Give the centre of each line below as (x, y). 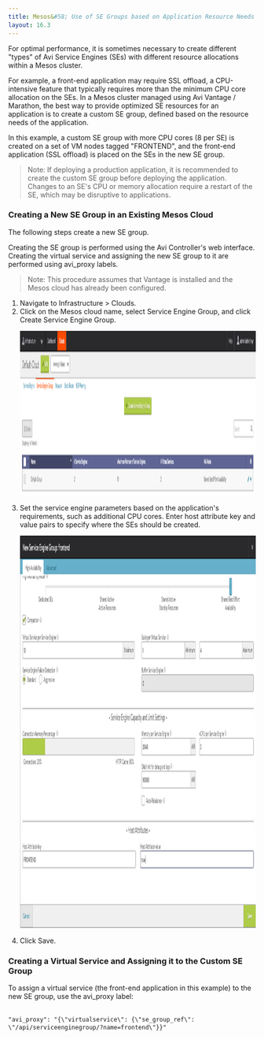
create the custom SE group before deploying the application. (127, 178)
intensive (23, 89)
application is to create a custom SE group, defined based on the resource (128, 113)
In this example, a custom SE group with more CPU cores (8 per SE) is (121, 137)
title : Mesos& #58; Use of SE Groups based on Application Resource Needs (132, 17)
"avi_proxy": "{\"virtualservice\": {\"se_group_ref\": (101, 1020)
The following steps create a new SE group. (79, 232)
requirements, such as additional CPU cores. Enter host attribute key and (137, 516)
